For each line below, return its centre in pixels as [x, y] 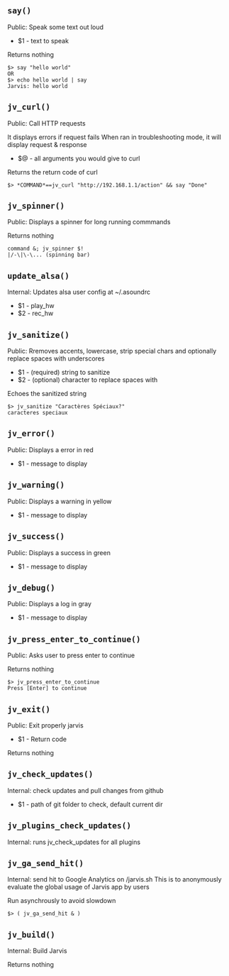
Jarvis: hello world [38, 86]
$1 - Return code [42, 739]
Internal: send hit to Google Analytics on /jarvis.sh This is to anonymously [114, 879]
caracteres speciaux [38, 413]
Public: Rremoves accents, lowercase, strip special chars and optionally [112, 351]
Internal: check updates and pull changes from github [86, 790]
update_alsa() [38, 276]
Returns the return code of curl [52, 172]
